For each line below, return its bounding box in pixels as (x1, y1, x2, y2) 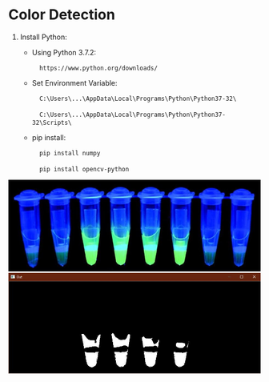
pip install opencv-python (38, 165, 130, 173)
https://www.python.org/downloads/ (38, 64, 159, 72)
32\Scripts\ (31, 119, 72, 127)
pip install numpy (38, 149, 101, 157)
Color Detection (8, 6, 116, 24)
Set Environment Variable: (31, 78, 118, 87)
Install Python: (19, 32, 68, 42)
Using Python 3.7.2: (31, 47, 97, 57)
